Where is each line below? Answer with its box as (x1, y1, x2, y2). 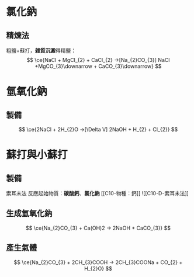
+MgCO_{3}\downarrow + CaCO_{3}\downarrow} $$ (34, 63, 162, 70)
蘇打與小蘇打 (6, 148, 68, 161)
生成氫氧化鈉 (6, 209, 53, 219)
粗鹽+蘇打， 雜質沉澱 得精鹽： (6, 47, 77, 54)
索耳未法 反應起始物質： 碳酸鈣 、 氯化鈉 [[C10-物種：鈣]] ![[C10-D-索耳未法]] (6, 190, 189, 196)
